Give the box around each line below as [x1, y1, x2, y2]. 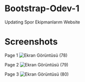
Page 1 [4, 52, 18, 58]
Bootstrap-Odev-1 [4, 3, 80, 14]
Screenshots [4, 36, 58, 47]
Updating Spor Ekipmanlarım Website [4, 19, 81, 25]
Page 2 [4, 61, 19, 67]
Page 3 [4, 71, 19, 77]
